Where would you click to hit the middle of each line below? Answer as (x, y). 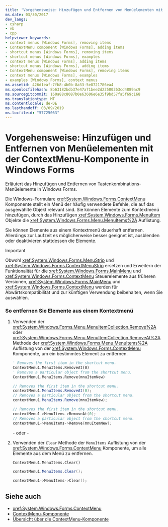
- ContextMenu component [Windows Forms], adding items (65, 47)
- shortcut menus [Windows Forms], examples (53, 57)
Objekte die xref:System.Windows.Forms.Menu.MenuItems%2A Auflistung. (83, 220)
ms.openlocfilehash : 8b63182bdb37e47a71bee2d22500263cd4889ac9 (73, 89)
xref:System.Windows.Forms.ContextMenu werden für (62, 287)
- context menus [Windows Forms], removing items (58, 43)
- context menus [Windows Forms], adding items (56, 61)
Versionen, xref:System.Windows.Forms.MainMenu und (63, 281)
